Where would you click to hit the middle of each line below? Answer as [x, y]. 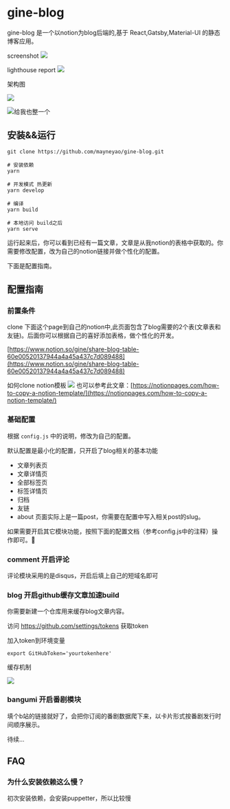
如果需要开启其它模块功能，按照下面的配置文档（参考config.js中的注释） [110, 531]
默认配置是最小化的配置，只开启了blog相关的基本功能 [82, 450]
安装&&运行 [32, 135]
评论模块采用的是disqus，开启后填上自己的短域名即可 [83, 576]
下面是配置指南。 [31, 265]
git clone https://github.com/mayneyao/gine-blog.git [86, 152]
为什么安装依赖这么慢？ [46, 782]
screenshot [23, 56]
